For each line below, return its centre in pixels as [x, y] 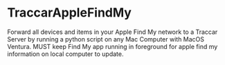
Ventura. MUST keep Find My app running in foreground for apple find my [112, 46]
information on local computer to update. [65, 54]
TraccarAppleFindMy [69, 13]
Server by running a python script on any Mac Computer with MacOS [106, 39]
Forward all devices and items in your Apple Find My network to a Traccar [112, 32]
